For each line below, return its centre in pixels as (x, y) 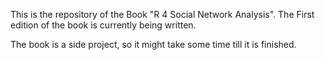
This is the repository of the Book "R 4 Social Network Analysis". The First (162, 14)
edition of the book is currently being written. (103, 25)
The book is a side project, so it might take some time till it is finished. (153, 44)
